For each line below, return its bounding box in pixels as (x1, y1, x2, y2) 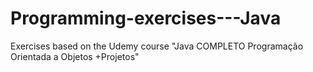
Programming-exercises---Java (10, 7, 282, 30)
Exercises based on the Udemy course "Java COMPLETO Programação (10, 40, 304, 52)
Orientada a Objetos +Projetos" (10, 50, 140, 62)
